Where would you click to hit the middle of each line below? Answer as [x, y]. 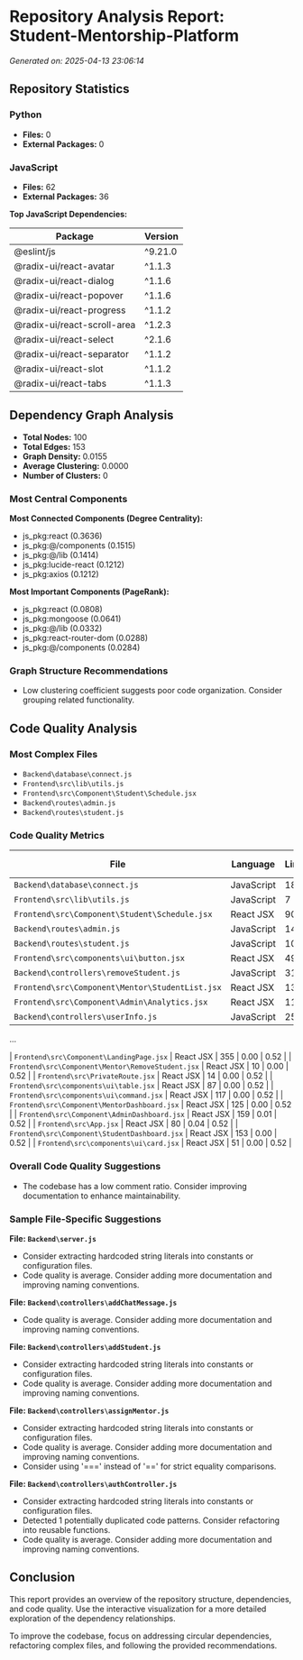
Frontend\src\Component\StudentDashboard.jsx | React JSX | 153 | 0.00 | [143, 1133]
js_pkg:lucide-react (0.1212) [73, 564]
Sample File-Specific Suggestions [86, 1219]
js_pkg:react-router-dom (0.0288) [85, 638]
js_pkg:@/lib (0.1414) [60, 555]
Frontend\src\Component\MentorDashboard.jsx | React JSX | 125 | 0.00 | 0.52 [151, 1105]
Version [161, 236]
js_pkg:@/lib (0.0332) [62, 628]
